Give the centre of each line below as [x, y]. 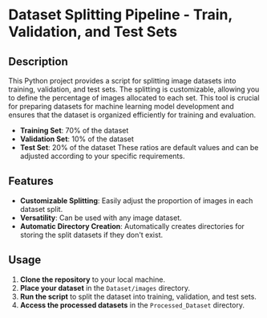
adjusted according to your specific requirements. [102, 156]
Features [31, 181]
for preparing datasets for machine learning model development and [121, 106]
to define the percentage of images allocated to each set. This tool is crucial [134, 98]
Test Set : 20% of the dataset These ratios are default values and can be [139, 147]
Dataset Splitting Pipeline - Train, [120, 15]
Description [38, 61]
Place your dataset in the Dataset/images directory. [105, 287]
